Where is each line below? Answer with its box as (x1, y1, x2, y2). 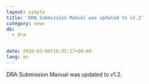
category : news (6, 20, 45, 26)
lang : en (6, 54, 29, 60)
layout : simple (6, 9, 45, 15)
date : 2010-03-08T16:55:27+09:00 (6, 48, 92, 55)
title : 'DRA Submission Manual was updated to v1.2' (6, 15, 144, 21)
